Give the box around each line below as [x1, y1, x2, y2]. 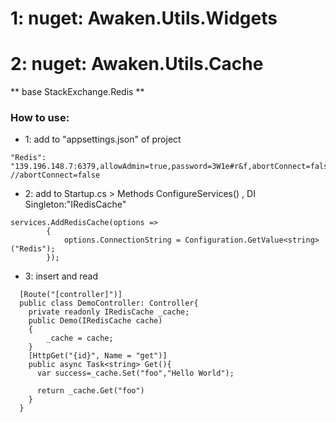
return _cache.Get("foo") [36, 386, 145, 396]
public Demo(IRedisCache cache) [28, 316, 163, 326]
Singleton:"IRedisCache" [24, 198, 127, 211]
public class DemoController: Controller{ [19, 298, 199, 309]
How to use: [10, 111, 70, 125]
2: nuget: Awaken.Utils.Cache [10, 53, 264, 76]
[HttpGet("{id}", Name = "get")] [28, 351, 168, 361]
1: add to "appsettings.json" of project [24, 133, 182, 146]
